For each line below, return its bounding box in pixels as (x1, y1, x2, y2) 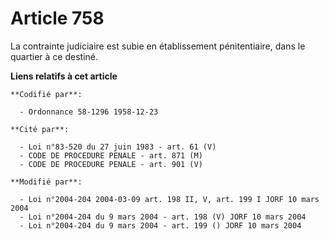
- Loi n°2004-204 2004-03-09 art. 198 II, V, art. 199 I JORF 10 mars (19, 194, 320, 204)
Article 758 (10, 7, 105, 30)
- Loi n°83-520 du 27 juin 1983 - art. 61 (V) (19, 142, 217, 152)
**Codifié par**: (10, 89, 83, 99)
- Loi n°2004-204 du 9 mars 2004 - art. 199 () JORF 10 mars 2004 (19, 220, 302, 231)
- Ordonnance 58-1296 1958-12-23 (19, 107, 159, 117)
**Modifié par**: (10, 177, 83, 187)
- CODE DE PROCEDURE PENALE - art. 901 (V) (19, 159, 203, 169)
